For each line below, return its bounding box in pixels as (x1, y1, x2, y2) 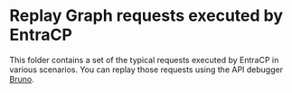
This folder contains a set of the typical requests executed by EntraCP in (9, 54, 279, 65)
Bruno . (9, 73, 34, 84)
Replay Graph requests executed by (9, 5, 283, 26)
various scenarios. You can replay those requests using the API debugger (9, 64, 283, 75)
